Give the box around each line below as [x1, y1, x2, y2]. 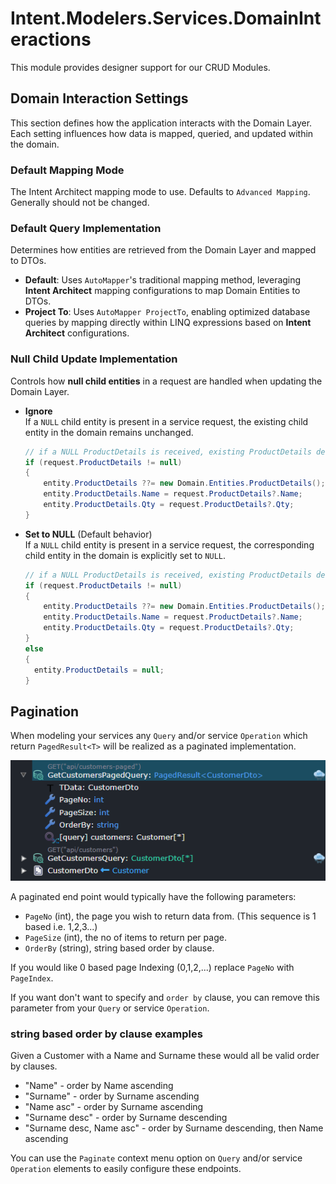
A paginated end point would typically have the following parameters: [10, 891, 297, 903]
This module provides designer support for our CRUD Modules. [10, 61, 271, 73]
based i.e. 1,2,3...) [24, 921, 98, 933]
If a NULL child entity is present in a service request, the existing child [24, 415, 309, 427]
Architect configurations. [24, 327, 130, 339]
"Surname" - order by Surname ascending [24, 1090, 200, 1102]
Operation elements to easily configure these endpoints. [10, 1163, 242, 1175]
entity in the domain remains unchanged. [24, 426, 194, 438]
